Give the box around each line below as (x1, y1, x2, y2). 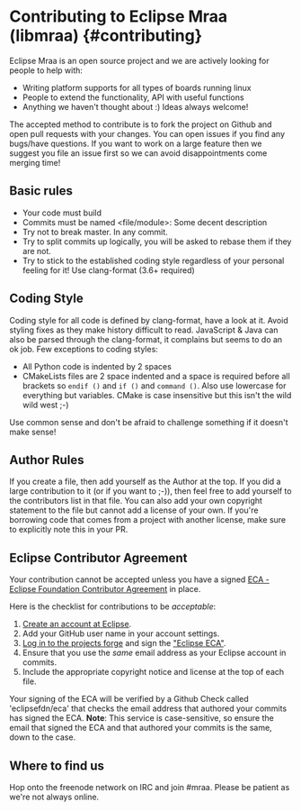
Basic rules (9, 183, 74, 199)
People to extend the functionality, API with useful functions (22, 92, 244, 103)
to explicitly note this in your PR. (9, 524, 128, 535)
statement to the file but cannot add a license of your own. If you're (9, 505, 259, 515)
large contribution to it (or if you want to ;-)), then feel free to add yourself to (9, 486, 292, 497)
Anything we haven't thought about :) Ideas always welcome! (22, 101, 249, 112)
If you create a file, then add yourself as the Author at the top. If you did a (9, 476, 281, 488)
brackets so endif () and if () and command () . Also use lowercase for (22, 380, 287, 391)
